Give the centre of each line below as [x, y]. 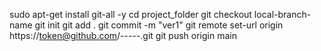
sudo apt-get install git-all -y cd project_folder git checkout [130, 14]
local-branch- [282, 14]
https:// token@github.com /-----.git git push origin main [123, 35]
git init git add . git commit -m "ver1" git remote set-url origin [159, 25]
